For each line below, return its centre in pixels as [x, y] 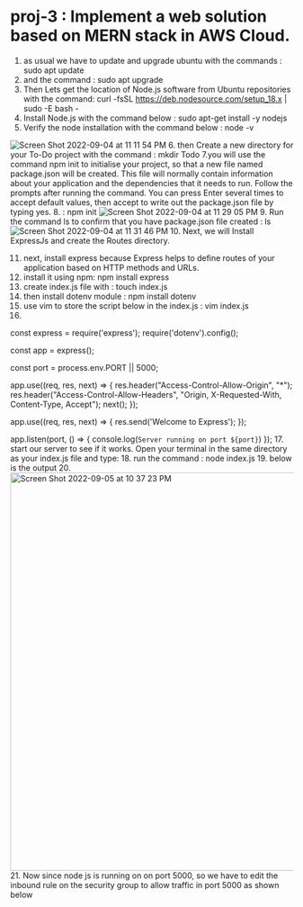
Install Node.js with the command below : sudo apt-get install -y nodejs [155, 118]
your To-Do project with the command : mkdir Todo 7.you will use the [138, 154]
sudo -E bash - [51, 108]
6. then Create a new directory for [231, 145]
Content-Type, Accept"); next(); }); [74, 404]
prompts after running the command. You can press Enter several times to [147, 193]
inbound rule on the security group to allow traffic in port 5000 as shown [145, 885]
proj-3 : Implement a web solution [139, 17]
